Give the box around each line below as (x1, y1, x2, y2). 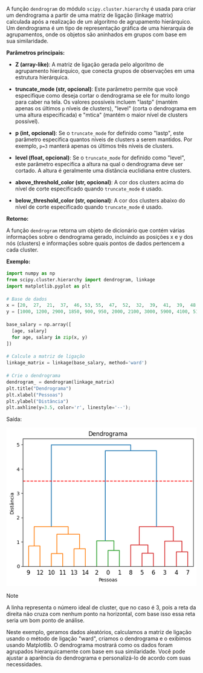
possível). (14, 118, 40, 125)
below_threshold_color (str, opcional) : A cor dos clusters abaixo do (14, 197, 185, 204)
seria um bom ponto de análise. (6, 617, 85, 624)
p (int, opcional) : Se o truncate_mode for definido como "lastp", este (14, 130, 184, 136)
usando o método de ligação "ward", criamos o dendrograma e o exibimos (6, 635, 192, 642)
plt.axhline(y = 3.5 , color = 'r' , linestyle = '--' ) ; (6, 404, 131, 411)
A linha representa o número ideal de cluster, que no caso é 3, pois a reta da (6, 603, 196, 611)
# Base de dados (6, 296, 47, 302)
